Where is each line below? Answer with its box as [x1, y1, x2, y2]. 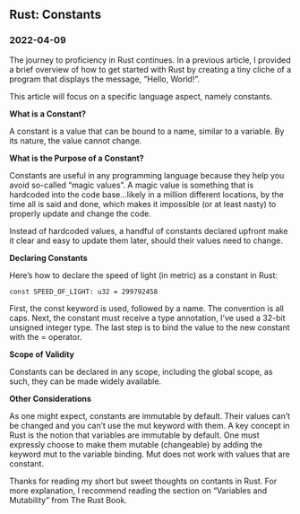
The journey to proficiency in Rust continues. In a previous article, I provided [9, 54, 291, 65]
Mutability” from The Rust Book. [9, 494, 128, 505]
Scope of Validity [9, 349, 74, 360]
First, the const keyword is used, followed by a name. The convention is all [9, 302, 284, 313]
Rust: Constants [9, 7, 101, 22]
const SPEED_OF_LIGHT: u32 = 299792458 [9, 287, 159, 296]
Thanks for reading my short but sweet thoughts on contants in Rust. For [9, 475, 278, 486]
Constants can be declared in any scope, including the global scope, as [9, 366, 273, 377]
